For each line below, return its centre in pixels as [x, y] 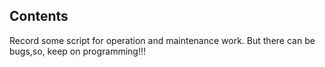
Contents [39, 16]
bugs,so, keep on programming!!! [77, 51]
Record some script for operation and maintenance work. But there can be [162, 40]
